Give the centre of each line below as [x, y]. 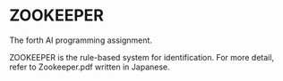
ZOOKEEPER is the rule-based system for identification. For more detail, [142, 57]
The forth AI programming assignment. [81, 40]
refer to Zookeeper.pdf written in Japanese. [90, 67]
